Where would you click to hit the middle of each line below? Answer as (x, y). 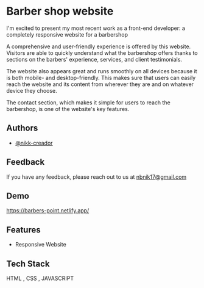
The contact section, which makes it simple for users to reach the (88, 103)
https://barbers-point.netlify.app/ (48, 211)
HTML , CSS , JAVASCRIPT (40, 278)
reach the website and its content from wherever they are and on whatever (100, 84)
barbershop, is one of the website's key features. (68, 109)
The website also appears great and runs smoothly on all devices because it (102, 71)
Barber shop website (60, 11)
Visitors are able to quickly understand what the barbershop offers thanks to (102, 52)
